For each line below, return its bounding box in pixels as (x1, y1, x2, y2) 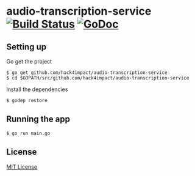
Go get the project (6, 58, 52, 65)
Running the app (6, 114, 70, 125)
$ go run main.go (6, 130, 51, 136)
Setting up (6, 42, 47, 52)
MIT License (6, 163, 38, 170)
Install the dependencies (6, 86, 68, 93)
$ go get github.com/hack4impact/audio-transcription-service (6, 70, 168, 76)
